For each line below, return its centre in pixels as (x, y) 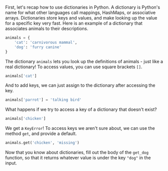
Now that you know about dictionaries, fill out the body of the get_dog (77, 152)
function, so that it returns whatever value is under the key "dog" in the (78, 158)
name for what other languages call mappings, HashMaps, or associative (80, 13)
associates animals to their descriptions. (47, 29)
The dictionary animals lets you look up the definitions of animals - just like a (84, 61)
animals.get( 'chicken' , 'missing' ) (42, 143)
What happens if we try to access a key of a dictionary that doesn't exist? (81, 109)
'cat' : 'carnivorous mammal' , (46, 42)
